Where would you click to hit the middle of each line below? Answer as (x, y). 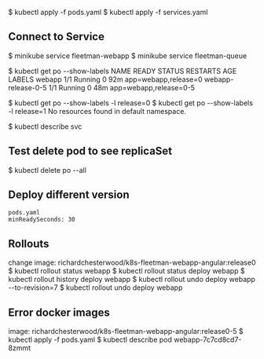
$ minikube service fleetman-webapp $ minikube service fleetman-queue (128, 56)
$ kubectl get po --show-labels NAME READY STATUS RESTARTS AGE (123, 71)
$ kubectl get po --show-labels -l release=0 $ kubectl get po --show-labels (131, 103)
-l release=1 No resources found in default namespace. (97, 111)
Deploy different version (69, 195)
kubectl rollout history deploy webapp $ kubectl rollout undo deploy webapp (132, 280)
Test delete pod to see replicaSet (90, 151)
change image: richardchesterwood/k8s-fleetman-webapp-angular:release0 (132, 262)
